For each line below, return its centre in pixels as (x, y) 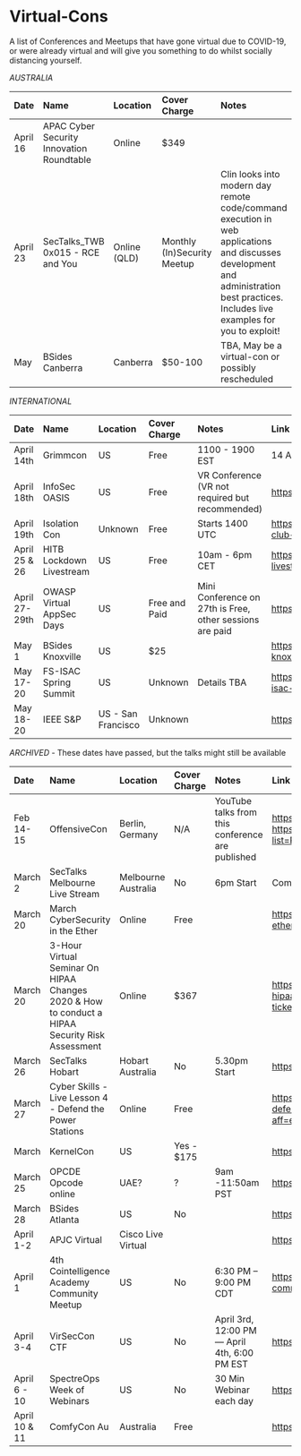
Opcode (66, 1182)
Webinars (69, 1400)
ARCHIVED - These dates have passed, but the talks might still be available (148, 752)
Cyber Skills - (78, 1086)
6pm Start (236, 882)
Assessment (75, 1046)
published (236, 857)
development (248, 263)
